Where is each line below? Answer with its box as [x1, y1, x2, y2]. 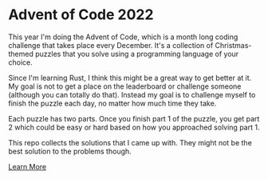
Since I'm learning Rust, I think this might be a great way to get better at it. [8, 73, 252, 82]
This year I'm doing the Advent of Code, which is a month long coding [8, 32, 238, 42]
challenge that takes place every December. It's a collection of [8, 40, 214, 50]
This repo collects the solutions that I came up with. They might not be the [8, 137, 253, 147]
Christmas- [215, 40, 252, 50]
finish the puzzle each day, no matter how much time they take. [8, 98, 217, 108]
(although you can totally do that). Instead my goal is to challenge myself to [8, 89, 256, 99]
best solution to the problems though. [8, 146, 132, 156]
